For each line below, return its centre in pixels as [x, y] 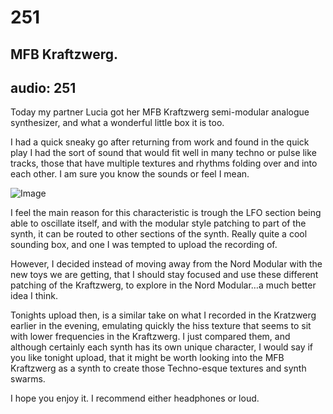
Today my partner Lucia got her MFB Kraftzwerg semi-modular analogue [160, 112]
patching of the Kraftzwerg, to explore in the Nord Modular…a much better [163, 285]
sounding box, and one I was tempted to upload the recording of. [144, 245]
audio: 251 [43, 87]
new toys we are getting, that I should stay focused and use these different [164, 275]
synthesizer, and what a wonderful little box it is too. [117, 123]
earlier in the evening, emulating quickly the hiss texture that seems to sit [161, 326]
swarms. [28, 379]
